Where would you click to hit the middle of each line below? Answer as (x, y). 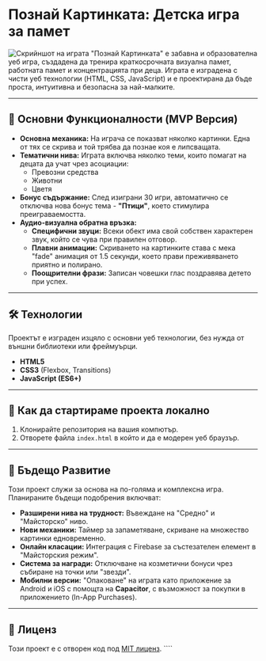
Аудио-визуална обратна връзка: (78, 222)
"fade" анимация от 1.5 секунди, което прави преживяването (135, 256)
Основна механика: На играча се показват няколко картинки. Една (135, 138)
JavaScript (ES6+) (50, 378)
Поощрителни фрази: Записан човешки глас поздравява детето (141, 273)
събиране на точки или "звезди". (75, 572)
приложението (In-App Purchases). (78, 597)
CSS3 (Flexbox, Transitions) (65, 370)
